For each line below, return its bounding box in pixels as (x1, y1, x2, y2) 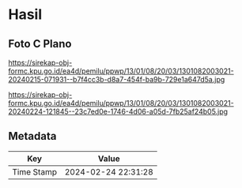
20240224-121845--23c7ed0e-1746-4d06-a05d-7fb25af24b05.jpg (8, 107, 228, 116)
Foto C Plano (8, 37, 72, 51)
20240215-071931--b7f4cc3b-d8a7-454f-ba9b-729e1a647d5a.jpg (8, 75, 225, 84)
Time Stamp (12, 166, 58, 177)
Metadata (8, 130, 57, 143)
